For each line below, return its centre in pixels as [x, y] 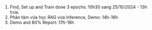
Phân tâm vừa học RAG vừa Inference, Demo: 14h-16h [64, 17]
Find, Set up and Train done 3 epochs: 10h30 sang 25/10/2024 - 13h [78, 7]
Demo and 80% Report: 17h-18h [42, 22]
